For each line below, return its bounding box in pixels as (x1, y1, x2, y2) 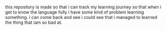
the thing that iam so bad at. (5, 19, 62, 25)
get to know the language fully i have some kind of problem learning (5, 9, 144, 15)
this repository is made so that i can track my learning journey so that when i (5, 4, 162, 10)
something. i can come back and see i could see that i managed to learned (5, 15, 158, 20)
